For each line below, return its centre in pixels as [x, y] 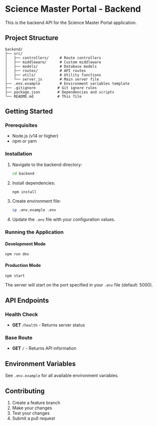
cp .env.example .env [34, 210]
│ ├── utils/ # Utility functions [53, 75]
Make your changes [32, 408]
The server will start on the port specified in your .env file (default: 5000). [79, 285]
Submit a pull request [33, 418]
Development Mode [25, 244]
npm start [15, 276]
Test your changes [31, 413]
